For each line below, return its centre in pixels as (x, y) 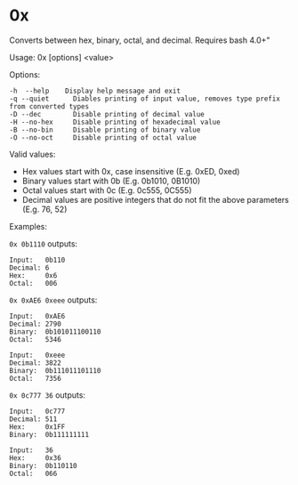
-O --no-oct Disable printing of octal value (103, 137)
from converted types (49, 106)
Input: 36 (31, 450)
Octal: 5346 (36, 339)
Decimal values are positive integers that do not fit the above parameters (155, 199)
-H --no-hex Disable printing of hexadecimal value (115, 122)
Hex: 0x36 (36, 458)
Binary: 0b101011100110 (55, 331)
